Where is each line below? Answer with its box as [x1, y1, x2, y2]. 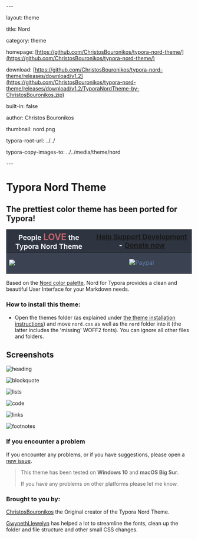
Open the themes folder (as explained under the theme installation [14, 314, 176, 321]
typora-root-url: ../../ [6, 137, 55, 144]
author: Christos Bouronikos [6, 114, 74, 121]
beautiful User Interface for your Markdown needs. [6, 285, 130, 293]
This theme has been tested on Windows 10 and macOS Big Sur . [20, 469, 179, 476]
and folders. [14, 333, 44, 340]
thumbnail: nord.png [6, 126, 55, 132]
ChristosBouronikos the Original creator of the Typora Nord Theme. [6, 508, 170, 515]
